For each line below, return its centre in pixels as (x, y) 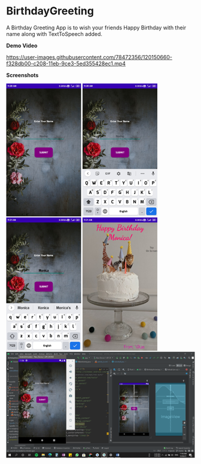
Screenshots (22, 75)
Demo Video (22, 46)
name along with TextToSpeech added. (54, 34)
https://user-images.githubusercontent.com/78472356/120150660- (89, 57)
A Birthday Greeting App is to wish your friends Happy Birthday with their (96, 28)
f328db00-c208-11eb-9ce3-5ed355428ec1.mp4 (66, 63)
